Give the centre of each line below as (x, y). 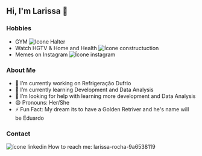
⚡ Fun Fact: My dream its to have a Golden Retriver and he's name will (102, 109)
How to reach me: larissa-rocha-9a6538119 (102, 147)
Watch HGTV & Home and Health (56, 48)
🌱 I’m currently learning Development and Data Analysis (84, 89)
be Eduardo (29, 118)
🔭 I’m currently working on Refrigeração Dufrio (73, 83)
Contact (18, 134)
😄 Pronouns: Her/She (42, 102)
